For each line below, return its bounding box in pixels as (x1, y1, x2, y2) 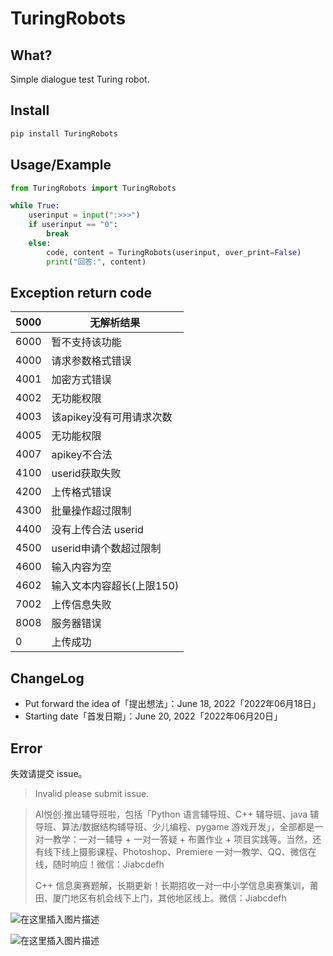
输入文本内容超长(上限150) (51, 579, 180, 593)
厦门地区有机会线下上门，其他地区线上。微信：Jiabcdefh (52, 892, 287, 904)
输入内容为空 (51, 560, 112, 574)
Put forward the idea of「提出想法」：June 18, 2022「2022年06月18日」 (24, 698, 321, 710)
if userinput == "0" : (28, 220, 118, 230)
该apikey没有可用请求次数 (51, 410, 173, 424)
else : (28, 238, 52, 248)
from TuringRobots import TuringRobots (10, 183, 177, 193)
